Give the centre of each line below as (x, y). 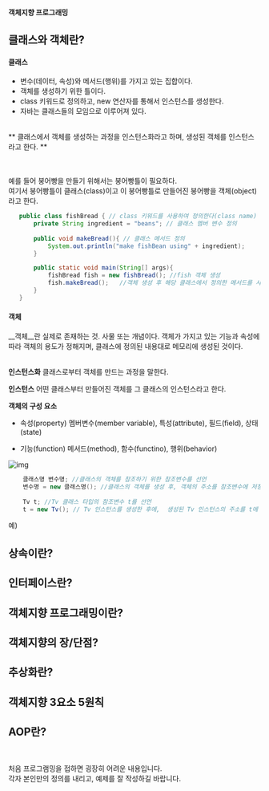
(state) (31, 432)
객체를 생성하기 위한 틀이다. (63, 91)
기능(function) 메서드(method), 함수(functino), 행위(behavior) (118, 448)
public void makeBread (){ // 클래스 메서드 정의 (109, 238)
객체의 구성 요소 (33, 406)
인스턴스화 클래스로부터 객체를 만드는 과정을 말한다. (88, 372)
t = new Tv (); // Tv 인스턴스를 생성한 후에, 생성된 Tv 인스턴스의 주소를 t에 (141, 509)
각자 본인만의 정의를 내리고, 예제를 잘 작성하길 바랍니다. (95, 778)
